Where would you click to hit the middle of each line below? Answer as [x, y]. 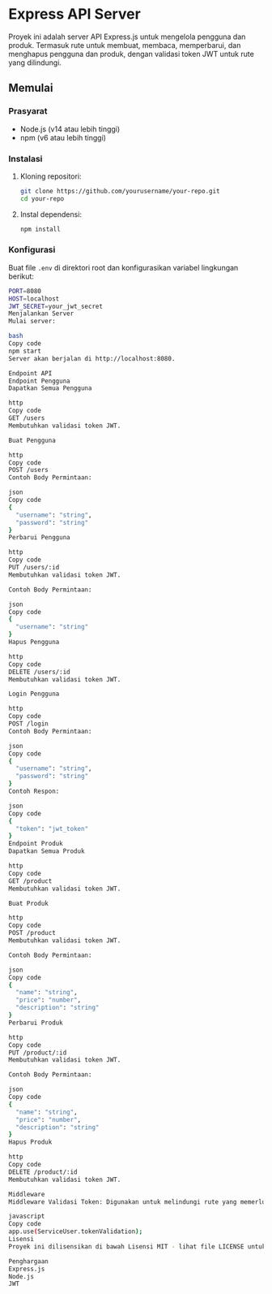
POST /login [28, 724]
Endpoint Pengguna [39, 381]
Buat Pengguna [32, 440]
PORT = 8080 [25, 291]
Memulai [31, 88]
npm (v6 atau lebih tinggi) [63, 137]
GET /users [27, 418]
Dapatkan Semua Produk [47, 851]
